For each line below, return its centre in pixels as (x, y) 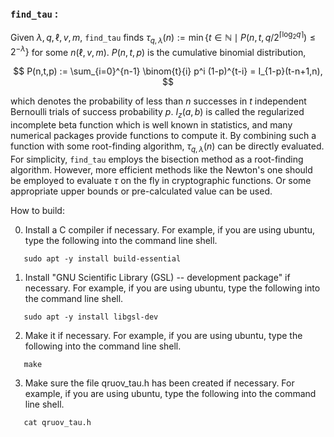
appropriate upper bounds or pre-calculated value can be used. (141, 191)
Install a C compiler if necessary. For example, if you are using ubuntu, (170, 230)
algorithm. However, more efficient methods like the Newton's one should (161, 170)
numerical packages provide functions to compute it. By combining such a (163, 136)
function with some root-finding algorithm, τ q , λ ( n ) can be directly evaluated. (167, 147)
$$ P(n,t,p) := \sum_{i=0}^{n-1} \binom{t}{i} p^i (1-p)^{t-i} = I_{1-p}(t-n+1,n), (168, 71)
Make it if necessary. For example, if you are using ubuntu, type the (163, 335)
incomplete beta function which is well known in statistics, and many (151, 125)
